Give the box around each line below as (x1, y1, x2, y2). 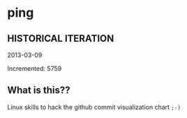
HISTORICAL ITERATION (7, 33, 114, 44)
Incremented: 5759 (7, 65, 62, 72)
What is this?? (7, 85, 70, 96)
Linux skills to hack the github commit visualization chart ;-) (7, 103, 181, 111)
